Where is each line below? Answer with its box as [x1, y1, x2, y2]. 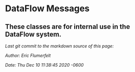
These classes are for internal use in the [5, 23, 130, 31]
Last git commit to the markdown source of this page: [5, 43, 114, 49]
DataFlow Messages [5, 3, 90, 14]
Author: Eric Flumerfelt [5, 52, 51, 58]
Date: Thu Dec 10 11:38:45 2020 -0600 [5, 62, 84, 68]
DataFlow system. [5, 30, 62, 38]
